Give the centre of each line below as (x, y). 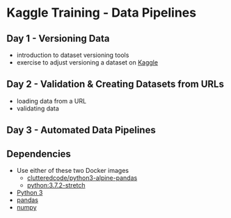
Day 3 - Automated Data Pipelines (81, 130)
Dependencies (39, 154)
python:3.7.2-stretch (56, 185)
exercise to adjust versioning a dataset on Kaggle (87, 62)
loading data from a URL (51, 101)
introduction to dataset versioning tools (73, 55)
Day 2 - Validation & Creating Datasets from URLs (115, 84)
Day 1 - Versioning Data (58, 39)
